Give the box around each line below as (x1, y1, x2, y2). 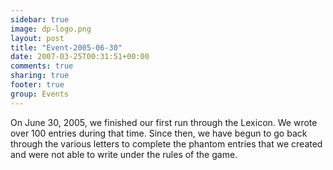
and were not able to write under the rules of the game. (10, 148, 238, 160)
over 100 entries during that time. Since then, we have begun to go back (10, 127, 308, 139)
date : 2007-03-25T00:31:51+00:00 (10, 52, 150, 62)
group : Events (10, 89, 70, 99)
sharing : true (10, 71, 70, 81)
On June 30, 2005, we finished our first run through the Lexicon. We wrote (10, 116, 318, 128)
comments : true (10, 61, 74, 71)
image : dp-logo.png (10, 24, 92, 34)
